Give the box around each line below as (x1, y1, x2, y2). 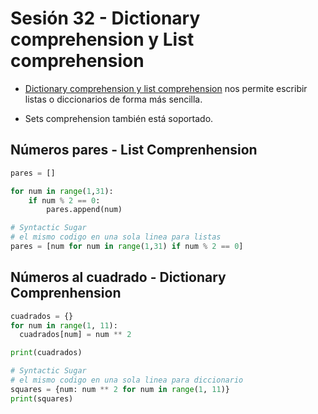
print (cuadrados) (10, 348, 83, 358)
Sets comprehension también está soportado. (24, 112, 214, 124)
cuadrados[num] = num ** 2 (19, 330, 132, 340)
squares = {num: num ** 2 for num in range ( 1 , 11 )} (10, 384, 230, 394)
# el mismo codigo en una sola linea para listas (10, 232, 222, 242)
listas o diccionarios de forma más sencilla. (24, 93, 203, 105)
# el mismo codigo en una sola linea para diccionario (10, 375, 244, 386)
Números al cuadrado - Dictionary (10, 269, 227, 286)
